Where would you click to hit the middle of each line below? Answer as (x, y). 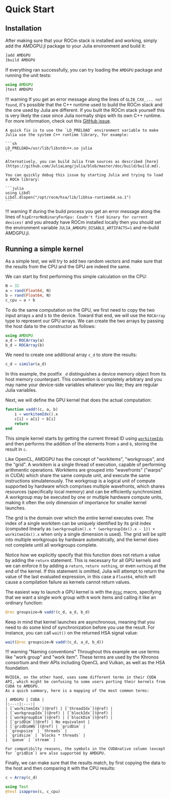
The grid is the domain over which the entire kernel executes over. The (80, 518)
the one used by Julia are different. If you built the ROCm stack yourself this (85, 110)
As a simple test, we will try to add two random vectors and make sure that (84, 261)
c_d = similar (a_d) (26, 364)
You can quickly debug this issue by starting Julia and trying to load (84, 175)
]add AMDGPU (18, 55)
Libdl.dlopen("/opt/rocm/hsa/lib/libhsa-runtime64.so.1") (68, 197)
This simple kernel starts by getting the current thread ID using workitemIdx (84, 438)
